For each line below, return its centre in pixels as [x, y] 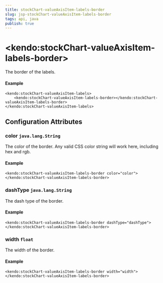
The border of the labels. [30, 72]
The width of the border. [30, 250]
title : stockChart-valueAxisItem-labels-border [55, 10]
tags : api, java [22, 19]
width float [19, 239]
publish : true [20, 23]
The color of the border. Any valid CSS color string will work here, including [82, 146]
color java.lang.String [33, 136]
